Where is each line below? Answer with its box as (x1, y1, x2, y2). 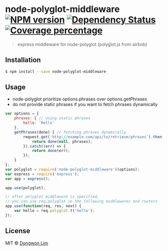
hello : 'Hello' (23, 120, 55, 125)
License (5, 226, 30, 235)
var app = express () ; (5, 176, 50, 181)
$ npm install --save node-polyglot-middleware (5, 69, 106, 74)
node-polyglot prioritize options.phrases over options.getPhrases (12, 96, 147, 102)
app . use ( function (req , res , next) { (5, 203, 81, 208)
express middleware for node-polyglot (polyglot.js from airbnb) (17, 41, 147, 47)
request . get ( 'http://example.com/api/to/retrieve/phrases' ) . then (23, 134, 162, 139)
